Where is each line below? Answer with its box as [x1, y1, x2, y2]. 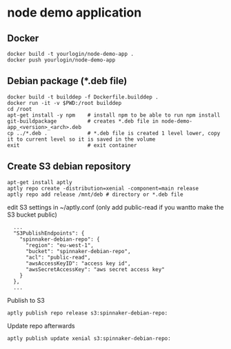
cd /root [7, 106, 32, 112]
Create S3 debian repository [7, 161, 131, 172]
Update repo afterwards [7, 321, 75, 330]
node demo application [7, 5, 142, 21]
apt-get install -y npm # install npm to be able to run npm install [7, 112, 221, 119]
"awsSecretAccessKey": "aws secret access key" [25, 266, 165, 273]
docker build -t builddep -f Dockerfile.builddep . [7, 93, 159, 101]
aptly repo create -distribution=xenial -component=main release [7, 185, 199, 192]
